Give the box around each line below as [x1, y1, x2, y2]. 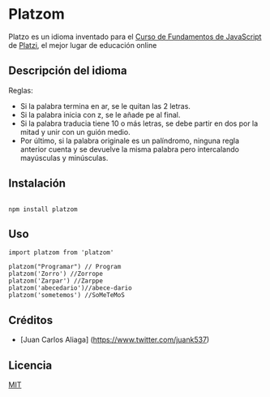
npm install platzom [8, 205, 79, 214]
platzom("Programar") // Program [8, 263, 122, 271]
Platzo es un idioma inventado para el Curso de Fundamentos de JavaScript [8, 32, 262, 41]
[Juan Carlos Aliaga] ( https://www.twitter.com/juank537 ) [19, 334, 210, 345]
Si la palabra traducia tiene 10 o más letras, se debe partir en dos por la [19, 119, 259, 128]
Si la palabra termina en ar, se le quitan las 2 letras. [19, 101, 191, 110]
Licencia [8, 358, 53, 372]
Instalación [8, 176, 66, 191]
